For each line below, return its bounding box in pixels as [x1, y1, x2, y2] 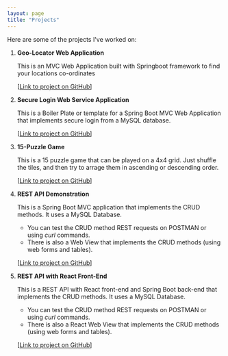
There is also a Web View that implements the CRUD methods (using [27, 238, 221, 246]
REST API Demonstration [16, 190, 90, 198]
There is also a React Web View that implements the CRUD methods [27, 320, 220, 329]
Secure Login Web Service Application [16, 95, 129, 103]
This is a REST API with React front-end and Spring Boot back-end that [16, 285, 218, 293]
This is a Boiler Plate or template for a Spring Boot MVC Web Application [16, 109, 221, 117]
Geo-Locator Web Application [16, 49, 105, 57]
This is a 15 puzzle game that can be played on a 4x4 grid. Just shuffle [16, 155, 217, 164]
